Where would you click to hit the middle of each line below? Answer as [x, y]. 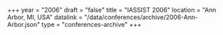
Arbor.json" [24, 24]
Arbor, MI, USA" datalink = [45, 17]
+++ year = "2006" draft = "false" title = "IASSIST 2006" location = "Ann [112, 10]
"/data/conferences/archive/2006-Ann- [141, 17]
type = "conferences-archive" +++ [92, 24]
